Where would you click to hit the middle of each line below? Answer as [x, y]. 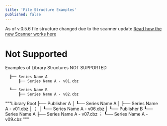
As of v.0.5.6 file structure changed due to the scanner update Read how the [83, 28]
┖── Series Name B [29, 90]
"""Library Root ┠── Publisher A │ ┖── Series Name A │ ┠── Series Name [82, 104]
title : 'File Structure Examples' [41, 10]
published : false [23, 14]
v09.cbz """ [17, 120]
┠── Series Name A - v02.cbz [48, 94]
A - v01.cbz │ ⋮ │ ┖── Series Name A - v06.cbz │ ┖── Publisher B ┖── [79, 109]
